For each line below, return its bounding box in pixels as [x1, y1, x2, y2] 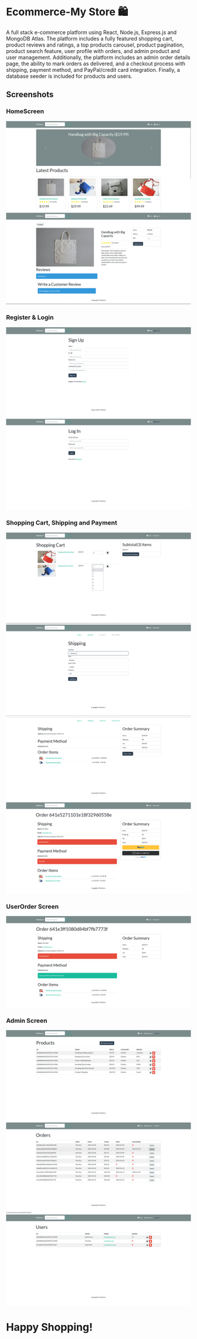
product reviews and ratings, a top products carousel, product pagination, [6, 41, 185, 48]
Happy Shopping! [6, 1320, 93, 1334]
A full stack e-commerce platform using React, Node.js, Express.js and [6, 28, 177, 36]
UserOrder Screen [6, 902, 59, 910]
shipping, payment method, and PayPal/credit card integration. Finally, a [6, 66, 181, 73]
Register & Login [6, 313, 54, 322]
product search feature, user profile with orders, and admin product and [6, 47, 180, 54]
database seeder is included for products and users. [6, 72, 133, 79]
